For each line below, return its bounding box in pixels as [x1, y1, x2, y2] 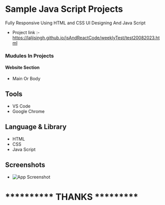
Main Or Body [12, 76, 41, 82]
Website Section [5, 64, 40, 70]
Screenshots [5, 161, 45, 169]
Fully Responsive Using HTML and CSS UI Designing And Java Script [5, 20, 146, 26]
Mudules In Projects [5, 52, 54, 59]
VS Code [12, 103, 31, 109]
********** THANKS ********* [5, 191, 138, 203]
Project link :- [12, 29, 40, 35]
